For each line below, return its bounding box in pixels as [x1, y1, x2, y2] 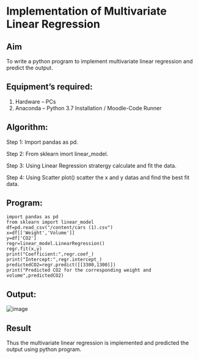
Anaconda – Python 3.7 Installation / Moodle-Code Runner [15, 104, 162, 112]
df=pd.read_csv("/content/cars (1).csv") [6, 224, 114, 231]
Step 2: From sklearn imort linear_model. [6, 150, 109, 157]
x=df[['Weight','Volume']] [6, 230, 75, 236]
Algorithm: [6, 122, 48, 132]
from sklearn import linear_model [6, 219, 95, 226]
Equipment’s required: [6, 82, 93, 92]
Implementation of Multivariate [6, 4, 167, 18]
